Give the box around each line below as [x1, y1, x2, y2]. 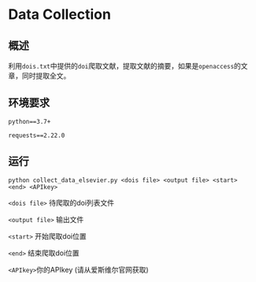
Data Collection [8, 6, 112, 24]
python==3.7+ [8, 117, 51, 125]
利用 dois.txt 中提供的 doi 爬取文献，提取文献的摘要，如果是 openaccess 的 [8, 61, 242, 70]
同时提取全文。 [21, 71, 71, 80]
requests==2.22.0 [8, 132, 65, 139]
